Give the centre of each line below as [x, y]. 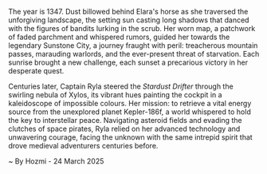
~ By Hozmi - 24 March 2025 [56, 161]
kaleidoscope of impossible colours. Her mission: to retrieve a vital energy [130, 103]
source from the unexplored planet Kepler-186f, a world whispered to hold [130, 112]
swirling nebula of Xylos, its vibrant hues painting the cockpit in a [115, 95]
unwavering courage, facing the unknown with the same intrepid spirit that [130, 137]
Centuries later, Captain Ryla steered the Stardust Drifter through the [121, 86]
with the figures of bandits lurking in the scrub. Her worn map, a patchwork [132, 28]
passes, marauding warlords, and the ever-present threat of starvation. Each [134, 54]
